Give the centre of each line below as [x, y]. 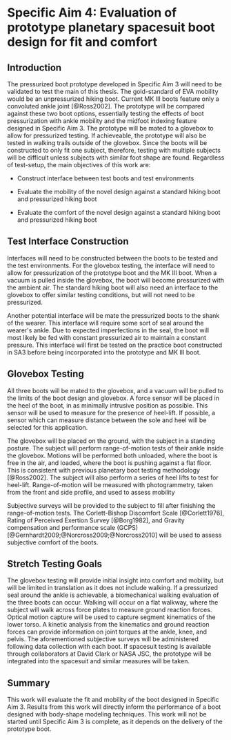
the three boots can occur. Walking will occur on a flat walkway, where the [113, 603]
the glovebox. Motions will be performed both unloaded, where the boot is [113, 455]
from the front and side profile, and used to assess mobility [91, 492]
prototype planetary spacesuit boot [111, 27]
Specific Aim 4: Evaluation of [92, 13]
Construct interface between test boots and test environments [106, 178]
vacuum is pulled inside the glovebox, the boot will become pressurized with [116, 280]
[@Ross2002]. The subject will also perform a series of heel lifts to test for [113, 477]
